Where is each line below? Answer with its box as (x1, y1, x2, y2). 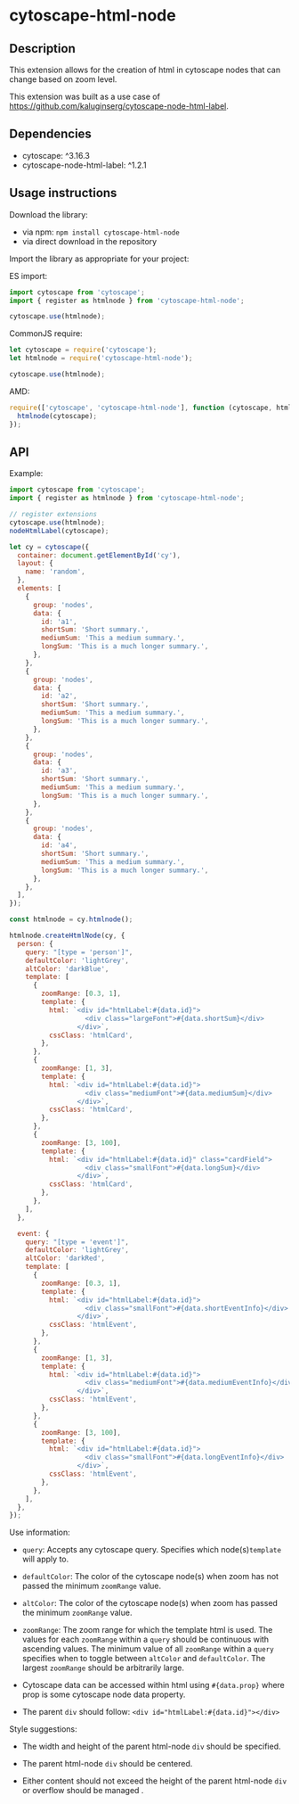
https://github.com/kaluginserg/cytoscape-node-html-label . (9, 101, 230, 111)
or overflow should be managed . (21, 1785, 144, 1796)
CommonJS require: (9, 328, 83, 339)
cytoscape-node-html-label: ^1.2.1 (21, 160, 147, 170)
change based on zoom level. (9, 74, 117, 85)
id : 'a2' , (41, 692, 77, 701)
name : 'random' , (25, 567, 86, 576)
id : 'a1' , (41, 617, 77, 626)
